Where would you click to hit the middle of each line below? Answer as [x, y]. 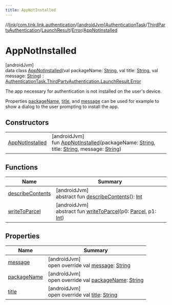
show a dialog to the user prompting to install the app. [62, 106]
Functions [22, 167]
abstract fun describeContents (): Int [99, 197]
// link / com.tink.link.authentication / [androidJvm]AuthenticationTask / [76, 25]
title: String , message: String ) [87, 149]
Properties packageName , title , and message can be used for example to [82, 101]
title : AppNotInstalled [31, 10]
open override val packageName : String [96, 280]
